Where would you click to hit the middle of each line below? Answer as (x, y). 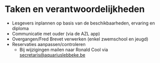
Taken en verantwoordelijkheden (75, 9)
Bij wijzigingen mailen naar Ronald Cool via (64, 49)
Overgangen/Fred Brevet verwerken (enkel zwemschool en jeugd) (80, 39)
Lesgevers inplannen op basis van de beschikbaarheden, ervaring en (83, 23)
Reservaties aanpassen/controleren (49, 44)
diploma (20, 28)
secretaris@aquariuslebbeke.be (52, 55)
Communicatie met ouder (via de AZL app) (56, 33)
